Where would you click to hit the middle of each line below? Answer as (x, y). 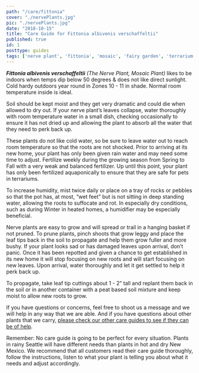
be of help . (19, 326)
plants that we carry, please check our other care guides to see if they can (97, 320)
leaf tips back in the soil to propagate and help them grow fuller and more (96, 240)
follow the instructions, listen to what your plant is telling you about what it (97, 357)
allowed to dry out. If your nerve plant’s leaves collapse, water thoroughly (96, 110)
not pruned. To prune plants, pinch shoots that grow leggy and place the (95, 233)
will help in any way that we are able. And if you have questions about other (99, 313)
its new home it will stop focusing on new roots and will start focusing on (95, 259)
